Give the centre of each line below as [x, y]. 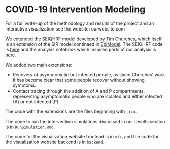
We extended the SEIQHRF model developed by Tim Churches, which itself [84, 39]
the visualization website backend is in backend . [55, 142]
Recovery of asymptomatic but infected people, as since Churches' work [89, 74]
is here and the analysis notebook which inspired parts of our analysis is [81, 49]
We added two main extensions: [39, 65]
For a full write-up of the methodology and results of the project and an [80, 23]
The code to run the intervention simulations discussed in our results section [85, 121]
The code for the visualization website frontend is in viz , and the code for [82, 136]
